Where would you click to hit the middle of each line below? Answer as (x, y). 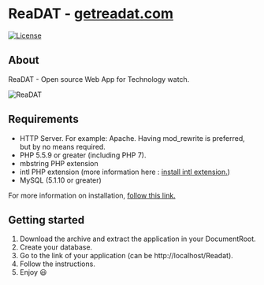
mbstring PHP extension (59, 163)
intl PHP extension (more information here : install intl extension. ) (125, 172)
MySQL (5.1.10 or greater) (61, 180)
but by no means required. (63, 146)
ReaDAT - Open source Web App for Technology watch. (99, 79)
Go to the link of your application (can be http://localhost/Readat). (126, 256)
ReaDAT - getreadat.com (91, 14)
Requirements (43, 119)
